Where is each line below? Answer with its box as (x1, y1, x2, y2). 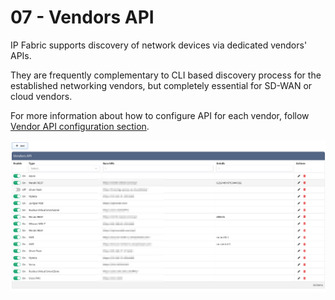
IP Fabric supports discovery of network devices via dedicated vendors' (10, 39, 308, 51)
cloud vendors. (10, 90, 73, 102)
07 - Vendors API (10, 6, 155, 29)
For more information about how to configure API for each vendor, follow (10, 109, 310, 121)
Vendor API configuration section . (10, 120, 150, 132)
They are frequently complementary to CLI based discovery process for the (10, 69, 322, 81)
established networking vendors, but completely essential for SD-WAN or (10, 79, 313, 91)
